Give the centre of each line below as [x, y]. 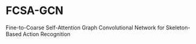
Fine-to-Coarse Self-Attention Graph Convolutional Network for [85, 28]
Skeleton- [178, 28]
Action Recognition [47, 34]
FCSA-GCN [35, 11]
